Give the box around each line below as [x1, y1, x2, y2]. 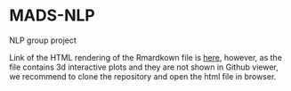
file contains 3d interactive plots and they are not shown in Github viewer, [9, 62, 279, 72]
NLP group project [9, 35, 77, 45]
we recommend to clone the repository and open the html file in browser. [9, 70, 277, 81]
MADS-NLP [9, 5, 95, 26]
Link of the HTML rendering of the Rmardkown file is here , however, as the [9, 52, 283, 62]
